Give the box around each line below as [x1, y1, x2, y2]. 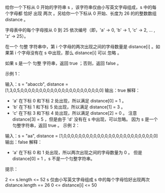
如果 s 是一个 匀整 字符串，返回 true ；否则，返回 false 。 [5, 61, 122, 66]
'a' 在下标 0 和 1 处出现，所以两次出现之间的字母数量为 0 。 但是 [12, 150, 142, 155]
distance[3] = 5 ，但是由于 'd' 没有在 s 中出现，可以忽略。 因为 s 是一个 [12, 116, 158, 122]
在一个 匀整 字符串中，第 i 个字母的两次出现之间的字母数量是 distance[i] [5, 44, 150, 49]
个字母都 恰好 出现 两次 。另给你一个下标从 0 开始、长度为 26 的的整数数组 [5, 10, 157, 16]
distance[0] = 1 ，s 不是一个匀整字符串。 [12, 156, 95, 161]
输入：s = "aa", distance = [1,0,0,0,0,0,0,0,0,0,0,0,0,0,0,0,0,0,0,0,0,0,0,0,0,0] [5, 133, 158, 139]
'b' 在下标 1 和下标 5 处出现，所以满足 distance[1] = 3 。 [12, 104, 126, 110]
